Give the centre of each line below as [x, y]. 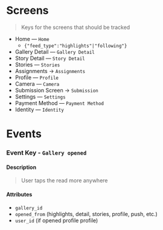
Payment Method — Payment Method [59, 103]
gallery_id [29, 208]
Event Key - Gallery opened [46, 153]
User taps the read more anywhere [64, 180]
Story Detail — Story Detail [50, 58]
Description [21, 167]
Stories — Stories [37, 65]
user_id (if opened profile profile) [56, 220]
